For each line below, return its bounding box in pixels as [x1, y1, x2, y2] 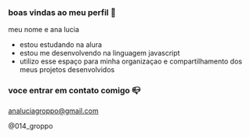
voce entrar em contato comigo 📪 [8, 85, 141, 96]
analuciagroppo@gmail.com [8, 106, 100, 115]
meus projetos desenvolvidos [19, 65, 115, 74]
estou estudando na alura [19, 40, 103, 49]
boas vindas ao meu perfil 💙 [8, 7, 116, 18]
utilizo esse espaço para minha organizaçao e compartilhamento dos [19, 56, 243, 66]
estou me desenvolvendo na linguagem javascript [19, 49, 180, 58]
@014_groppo [8, 121, 53, 130]
